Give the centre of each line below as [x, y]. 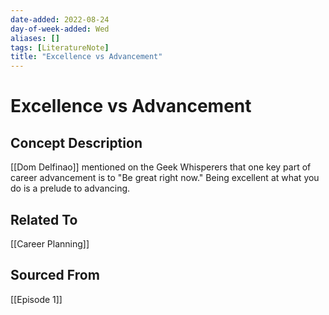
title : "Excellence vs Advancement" [86, 57]
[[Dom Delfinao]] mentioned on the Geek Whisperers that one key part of [161, 167]
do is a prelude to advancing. [70, 188]
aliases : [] [35, 38]
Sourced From [55, 275]
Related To [44, 219]
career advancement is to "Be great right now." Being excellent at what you [165, 178]
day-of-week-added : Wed [60, 29]
